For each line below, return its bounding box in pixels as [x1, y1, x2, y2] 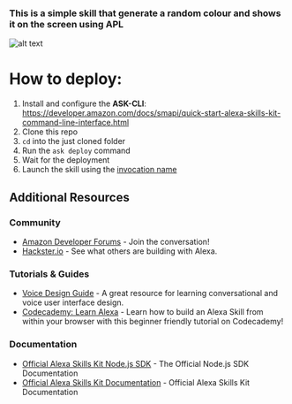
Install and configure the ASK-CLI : [21, 98, 147, 109]
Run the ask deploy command [21, 145, 131, 156]
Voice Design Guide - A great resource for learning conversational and [21, 288, 279, 299]
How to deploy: [9, 69, 123, 89]
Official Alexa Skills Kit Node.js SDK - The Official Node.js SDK [21, 358, 250, 369]
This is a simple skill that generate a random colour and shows [9, 7, 281, 19]
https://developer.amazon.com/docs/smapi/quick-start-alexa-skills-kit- [21, 108, 281, 118]
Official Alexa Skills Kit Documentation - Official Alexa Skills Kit [21, 377, 250, 387]
